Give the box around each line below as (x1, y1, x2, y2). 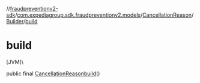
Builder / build (6, 18, 38, 24)
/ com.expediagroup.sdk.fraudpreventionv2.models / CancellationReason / (14, 11, 194, 19)
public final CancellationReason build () (6, 70, 100, 77)
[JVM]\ (6, 58, 24, 65)
